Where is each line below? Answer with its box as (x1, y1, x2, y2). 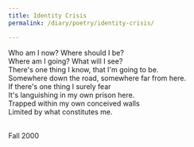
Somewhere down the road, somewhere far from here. (8, 73, 187, 83)
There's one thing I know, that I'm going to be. (8, 64, 159, 74)
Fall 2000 (8, 130, 40, 140)
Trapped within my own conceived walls (8, 99, 141, 108)
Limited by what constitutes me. (8, 106, 113, 116)
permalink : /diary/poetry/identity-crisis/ (8, 19, 155, 27)
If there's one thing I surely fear (8, 81, 111, 91)
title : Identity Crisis (8, 11, 87, 20)
